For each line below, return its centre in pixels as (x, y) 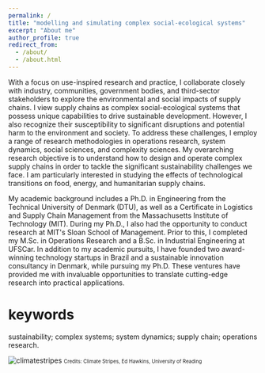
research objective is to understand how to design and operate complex (125, 158)
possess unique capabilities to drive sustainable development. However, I (128, 116)
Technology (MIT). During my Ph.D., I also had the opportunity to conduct (128, 223)
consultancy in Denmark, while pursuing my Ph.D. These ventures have (124, 265)
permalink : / (30, 15)
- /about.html (38, 60)
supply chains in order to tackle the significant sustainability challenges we (131, 166)
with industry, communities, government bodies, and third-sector (114, 90)
